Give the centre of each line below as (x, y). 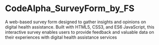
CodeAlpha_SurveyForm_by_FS (70, 8)
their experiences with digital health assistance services (61, 37)
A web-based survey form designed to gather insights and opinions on (76, 22)
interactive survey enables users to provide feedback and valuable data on (79, 32)
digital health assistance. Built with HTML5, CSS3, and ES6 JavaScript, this (80, 27)
